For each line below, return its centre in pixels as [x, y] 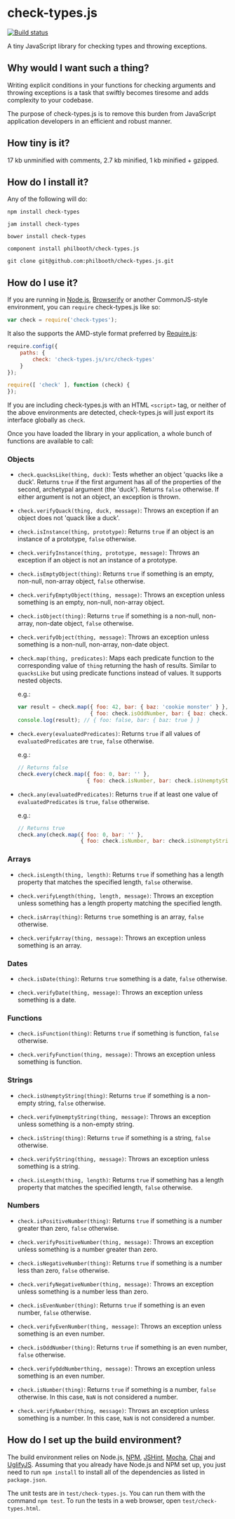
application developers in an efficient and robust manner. [90, 121]
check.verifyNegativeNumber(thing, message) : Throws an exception [115, 1284]
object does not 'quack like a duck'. [69, 518]
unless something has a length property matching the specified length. [120, 903]
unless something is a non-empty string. [76, 1124]
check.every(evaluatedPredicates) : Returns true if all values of [109, 734]
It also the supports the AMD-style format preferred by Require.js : [102, 334]
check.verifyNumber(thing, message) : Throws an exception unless [113, 1410]
